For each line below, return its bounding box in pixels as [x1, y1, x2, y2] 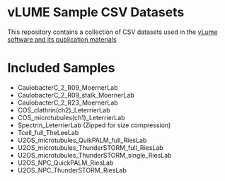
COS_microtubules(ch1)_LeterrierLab [17, 113, 125, 122]
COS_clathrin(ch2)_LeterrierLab [17, 105, 110, 114]
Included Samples [7, 60, 115, 76]
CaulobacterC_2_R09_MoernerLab [17, 83, 118, 92]
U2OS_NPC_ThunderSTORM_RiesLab [17, 165, 127, 174]
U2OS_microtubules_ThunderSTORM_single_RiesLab [17, 151, 172, 159]
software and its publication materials [7, 35, 117, 43]
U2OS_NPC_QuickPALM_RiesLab [17, 158, 114, 167]
